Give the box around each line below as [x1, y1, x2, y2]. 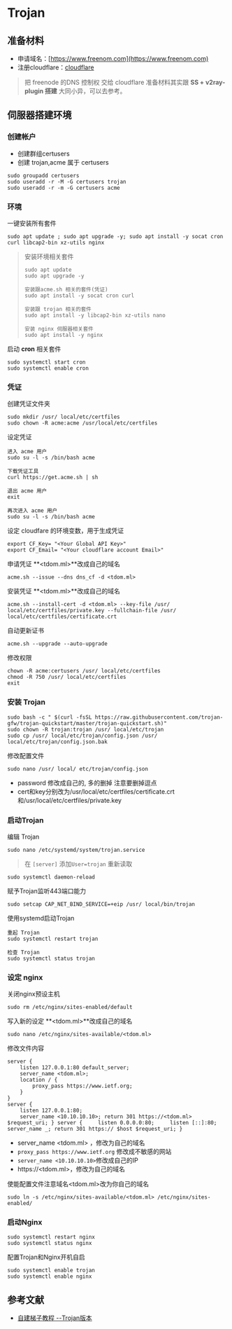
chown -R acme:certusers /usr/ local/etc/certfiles [7, 668, 161, 675]
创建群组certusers [17, 149, 70, 158]
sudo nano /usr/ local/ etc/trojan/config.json [7, 765, 149, 772]
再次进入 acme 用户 [7, 507, 58, 514]
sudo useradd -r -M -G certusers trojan [7, 178, 127, 185]
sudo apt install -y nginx [24, 331, 103, 338]
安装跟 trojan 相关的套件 [24, 305, 92, 312]
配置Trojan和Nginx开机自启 [7, 1253, 85, 1262]
